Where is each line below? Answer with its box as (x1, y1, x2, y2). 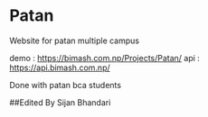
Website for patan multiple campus (9, 35, 140, 46)
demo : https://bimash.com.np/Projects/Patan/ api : (9, 52, 201, 63)
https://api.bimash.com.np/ (9, 62, 110, 73)
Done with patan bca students (9, 79, 122, 90)
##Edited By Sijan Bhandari (9, 96, 111, 108)
